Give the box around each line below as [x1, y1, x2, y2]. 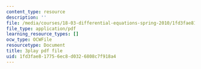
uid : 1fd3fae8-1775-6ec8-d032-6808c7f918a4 [6, 53, 117, 59]
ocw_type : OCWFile [6, 37, 52, 43]
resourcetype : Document [6, 43, 66, 49]
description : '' [6, 14, 47, 20]
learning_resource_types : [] [6, 31, 79, 37]
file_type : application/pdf [6, 25, 77, 32]
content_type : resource [6, 8, 66, 15]
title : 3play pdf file [6, 48, 63, 54]
